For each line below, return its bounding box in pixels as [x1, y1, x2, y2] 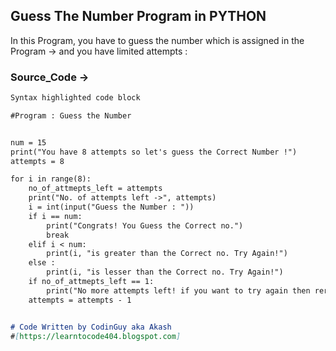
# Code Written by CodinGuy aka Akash [10, 322, 172, 332]
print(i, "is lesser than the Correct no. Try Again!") [46, 267, 284, 278]
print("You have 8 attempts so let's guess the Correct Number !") [10, 147, 298, 157]
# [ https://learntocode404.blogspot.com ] [10, 331, 182, 341]
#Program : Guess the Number [10, 110, 132, 121]
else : [28, 258, 56, 268]
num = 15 [10, 137, 47, 148]
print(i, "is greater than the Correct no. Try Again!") [46, 249, 288, 259]
